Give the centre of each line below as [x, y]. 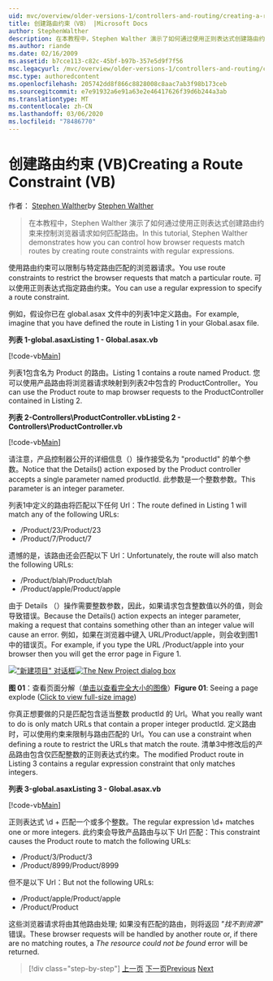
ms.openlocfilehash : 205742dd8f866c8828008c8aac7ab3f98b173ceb [118, 84]
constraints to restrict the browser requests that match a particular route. [130, 278]
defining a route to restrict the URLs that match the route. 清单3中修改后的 [132, 744]
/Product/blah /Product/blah [66, 580]
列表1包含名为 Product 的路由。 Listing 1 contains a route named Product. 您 [134, 372]
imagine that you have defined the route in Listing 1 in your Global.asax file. [134, 322]
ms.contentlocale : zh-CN [50, 106]
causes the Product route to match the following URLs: [100, 841]
